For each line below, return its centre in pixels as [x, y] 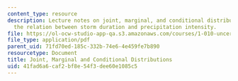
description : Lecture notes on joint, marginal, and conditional [106, 20]
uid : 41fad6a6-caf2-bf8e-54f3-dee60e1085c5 [73, 66]
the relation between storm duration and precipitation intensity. [115, 27]
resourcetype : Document [42, 54]
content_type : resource [42, 14]
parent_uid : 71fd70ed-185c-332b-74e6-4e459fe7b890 [84, 46]
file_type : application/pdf [49, 40]
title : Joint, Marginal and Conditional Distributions [90, 60]
